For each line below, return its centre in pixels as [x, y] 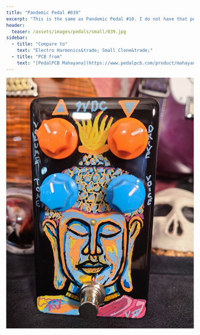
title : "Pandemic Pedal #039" [44, 13]
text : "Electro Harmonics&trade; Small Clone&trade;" [85, 51]
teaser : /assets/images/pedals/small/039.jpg [69, 32]
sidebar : [17, 38]
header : [16, 25]
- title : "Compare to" [40, 44]
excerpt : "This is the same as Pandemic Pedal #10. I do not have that [97, 19]
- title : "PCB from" [37, 57]
